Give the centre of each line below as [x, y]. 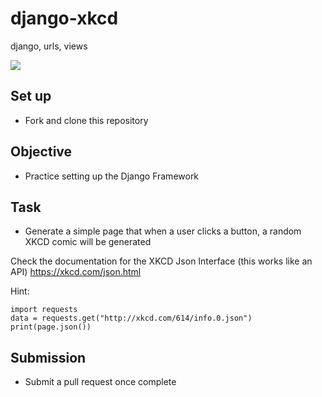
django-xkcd [64, 18]
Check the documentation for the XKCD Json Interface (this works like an [161, 261]
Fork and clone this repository [86, 120]
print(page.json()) [51, 327]
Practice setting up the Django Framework [112, 176]
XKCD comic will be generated [88, 242]
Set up [31, 96]
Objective [41, 152]
